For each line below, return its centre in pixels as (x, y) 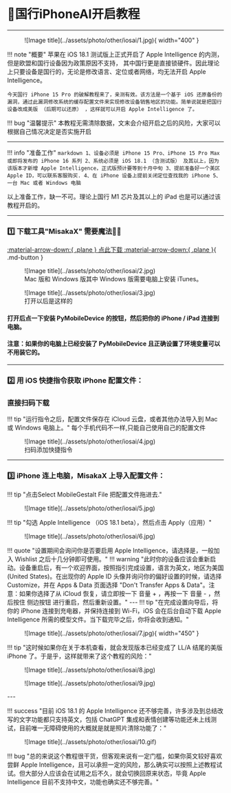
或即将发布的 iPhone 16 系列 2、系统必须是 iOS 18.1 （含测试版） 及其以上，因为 (113, 161)
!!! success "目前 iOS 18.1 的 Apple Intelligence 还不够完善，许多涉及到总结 (112, 710)
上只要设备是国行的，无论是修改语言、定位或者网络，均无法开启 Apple (107, 71)
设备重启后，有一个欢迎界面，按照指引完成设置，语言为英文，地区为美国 (121, 568)
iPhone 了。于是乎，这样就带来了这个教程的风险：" (79, 656)
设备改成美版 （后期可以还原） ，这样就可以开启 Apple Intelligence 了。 (102, 109)
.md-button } (25, 258)
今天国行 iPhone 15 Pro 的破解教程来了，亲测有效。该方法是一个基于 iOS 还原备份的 (114, 94)
